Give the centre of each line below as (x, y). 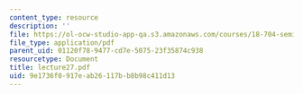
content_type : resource (54, 17)
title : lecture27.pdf (50, 68)
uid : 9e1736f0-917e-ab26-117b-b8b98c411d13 (92, 76)
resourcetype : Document (54, 59)
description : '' (40, 26)
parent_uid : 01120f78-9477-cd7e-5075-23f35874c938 (106, 51)
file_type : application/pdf (62, 43)
